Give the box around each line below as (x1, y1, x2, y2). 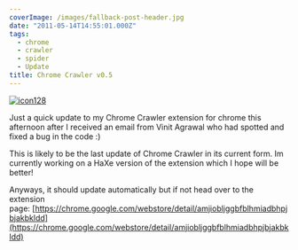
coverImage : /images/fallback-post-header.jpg (9, 12, 184, 22)
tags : (9, 29, 29, 38)
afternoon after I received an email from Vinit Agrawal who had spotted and (9, 121, 285, 132)
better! (9, 167, 34, 177)
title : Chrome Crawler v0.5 (9, 71, 114, 80)
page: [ (9, 203, 35, 214)
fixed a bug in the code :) (9, 130, 101, 142)
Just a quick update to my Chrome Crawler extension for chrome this (9, 112, 262, 122)
